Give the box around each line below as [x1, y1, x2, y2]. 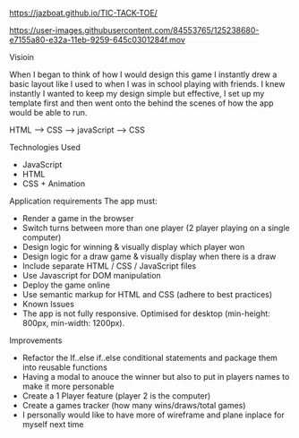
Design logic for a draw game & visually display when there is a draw [21, 251, 277, 262]
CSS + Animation [21, 178, 86, 189]
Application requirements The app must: [9, 196, 158, 206]
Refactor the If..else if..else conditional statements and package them [21, 353, 278, 363]
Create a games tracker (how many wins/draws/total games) [21, 400, 246, 410]
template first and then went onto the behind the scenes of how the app [9, 98, 275, 108]
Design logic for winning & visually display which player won [21, 242, 245, 252]
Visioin [9, 52, 34, 62]
